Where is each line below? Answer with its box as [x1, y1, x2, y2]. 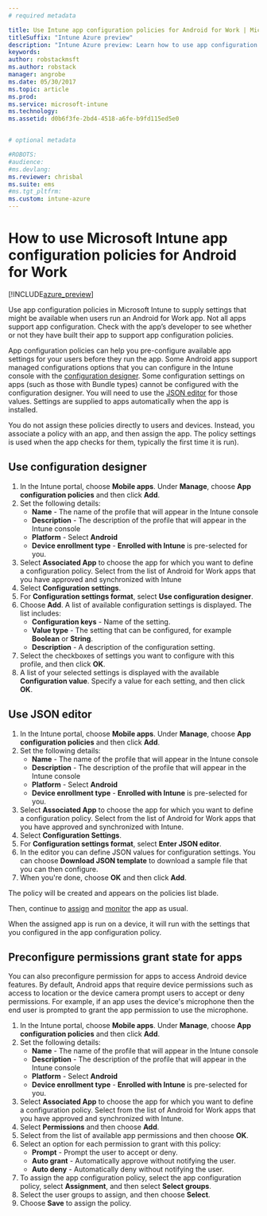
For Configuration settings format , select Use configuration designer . [19, 591, 254, 601]
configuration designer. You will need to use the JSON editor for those [8, 388, 238, 397]
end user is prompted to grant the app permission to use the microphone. [8, 1005, 249, 1015]
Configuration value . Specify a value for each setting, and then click [19, 676, 246, 686]
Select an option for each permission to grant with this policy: [19, 1140, 221, 1149]
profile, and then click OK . [19, 659, 106, 669]
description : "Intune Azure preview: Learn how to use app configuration [8, 41, 258, 49]
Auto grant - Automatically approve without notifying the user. [31, 1156, 236, 1166]
